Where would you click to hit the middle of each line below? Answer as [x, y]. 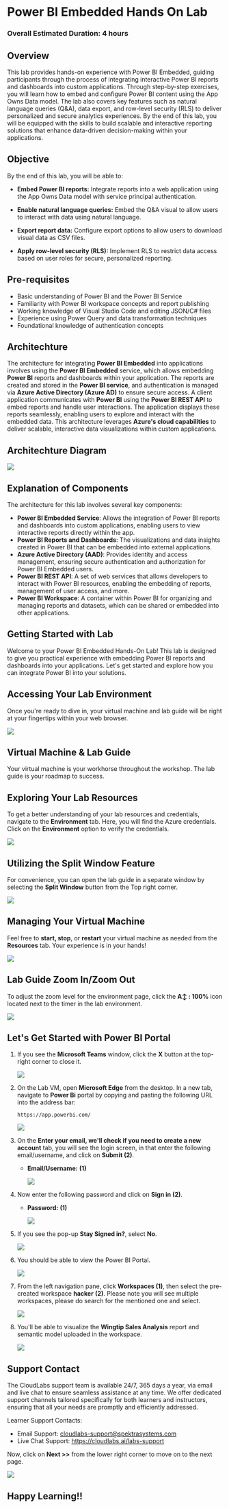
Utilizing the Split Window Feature [81, 863]
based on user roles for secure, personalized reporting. [95, 258]
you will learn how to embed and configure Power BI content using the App [113, 94]
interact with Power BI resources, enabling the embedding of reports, [114, 583]
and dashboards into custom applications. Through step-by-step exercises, [113, 86]
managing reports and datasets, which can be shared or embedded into [118, 605]
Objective [28, 159]
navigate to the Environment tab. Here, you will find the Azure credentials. [112, 822]
